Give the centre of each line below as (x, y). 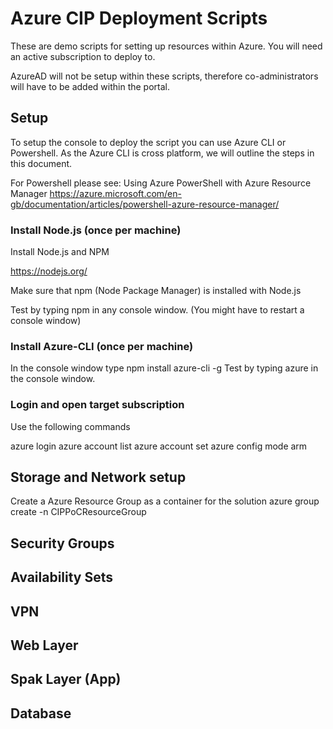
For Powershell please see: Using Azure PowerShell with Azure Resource (161, 183)
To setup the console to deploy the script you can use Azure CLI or (148, 142)
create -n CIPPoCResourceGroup (78, 512)
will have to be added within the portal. (90, 86)
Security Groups (62, 543)
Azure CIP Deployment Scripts (139, 18)
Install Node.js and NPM (60, 252)
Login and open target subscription (97, 405)
